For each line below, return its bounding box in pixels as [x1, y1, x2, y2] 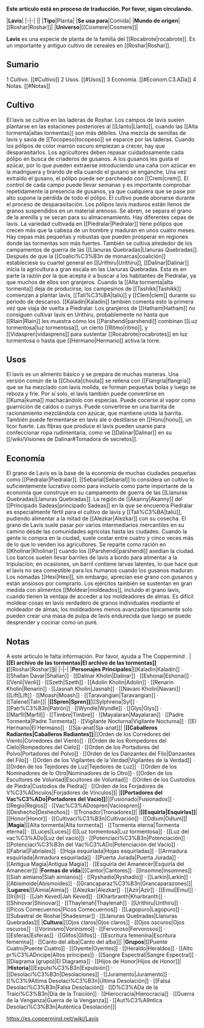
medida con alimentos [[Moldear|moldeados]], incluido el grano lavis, [6, 586, 181, 594]
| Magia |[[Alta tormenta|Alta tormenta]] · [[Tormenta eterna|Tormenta [6, 822, 180, 829]
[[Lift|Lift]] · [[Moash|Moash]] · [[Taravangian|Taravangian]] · [6, 691, 159, 699]
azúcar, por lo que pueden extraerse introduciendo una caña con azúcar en [6, 161, 196, 169]
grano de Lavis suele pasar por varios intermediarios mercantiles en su [6, 522, 185, 529]
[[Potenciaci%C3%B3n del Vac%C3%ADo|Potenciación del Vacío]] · [6, 841, 178, 848]
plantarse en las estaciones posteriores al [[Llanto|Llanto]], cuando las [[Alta [6, 122, 199, 130]
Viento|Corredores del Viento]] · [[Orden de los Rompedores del [6, 737, 167, 745]
